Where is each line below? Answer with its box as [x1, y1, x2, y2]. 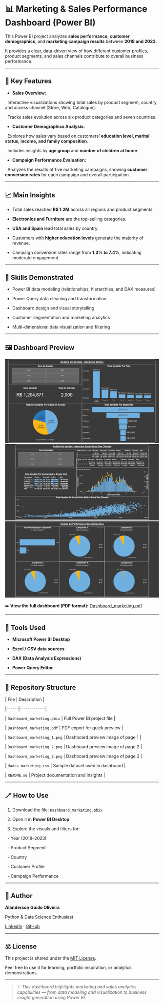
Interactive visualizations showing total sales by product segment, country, [7, 99, 158, 105]
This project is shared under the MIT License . [5, 955, 97, 961]
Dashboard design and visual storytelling [12, 305, 95, 311]
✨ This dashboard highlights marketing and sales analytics [17, 984, 137, 990]
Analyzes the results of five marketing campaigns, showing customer [7, 166, 147, 172]
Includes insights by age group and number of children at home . [7, 147, 139, 153]
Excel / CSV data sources [12, 646, 65, 652]
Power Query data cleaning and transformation [12, 296, 107, 302]
